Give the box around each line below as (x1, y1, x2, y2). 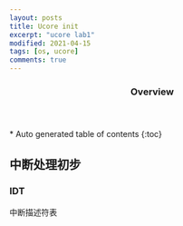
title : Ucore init (9, 22, 79, 31)
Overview (130, 85, 175, 98)
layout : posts (9, 13, 63, 23)
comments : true (9, 55, 67, 64)
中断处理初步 (9, 157, 82, 172)
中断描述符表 (9, 206, 57, 218)
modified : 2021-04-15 (9, 38, 91, 48)
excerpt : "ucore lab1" (9, 30, 95, 39)
